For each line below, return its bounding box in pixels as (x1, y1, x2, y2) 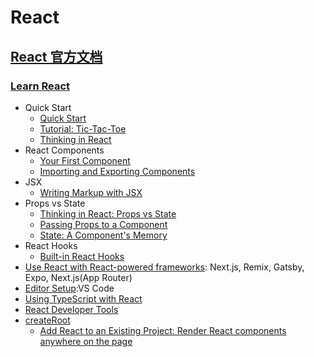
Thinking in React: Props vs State (39, 207, 177, 220)
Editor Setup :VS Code (24, 282, 115, 294)
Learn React (10, 79, 71, 93)
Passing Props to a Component (39, 218, 168, 230)
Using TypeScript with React (24, 292, 143, 305)
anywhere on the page (39, 335, 133, 347)
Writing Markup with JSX (39, 186, 143, 198)
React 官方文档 (10, 48, 103, 65)
